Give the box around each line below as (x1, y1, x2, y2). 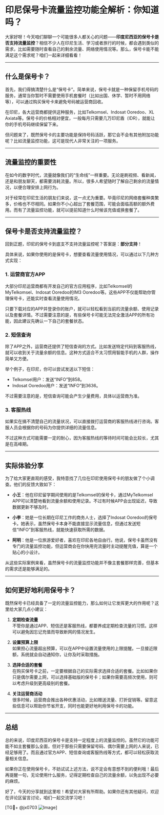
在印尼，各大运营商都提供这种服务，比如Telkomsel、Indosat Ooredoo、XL (5, 109, 155, 115)
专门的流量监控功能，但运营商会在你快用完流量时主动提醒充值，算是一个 (12, 543, 158, 549)
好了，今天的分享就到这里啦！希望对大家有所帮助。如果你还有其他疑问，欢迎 (5, 789, 159, 794)
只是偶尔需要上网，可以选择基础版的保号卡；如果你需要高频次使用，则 (12, 674, 154, 680)
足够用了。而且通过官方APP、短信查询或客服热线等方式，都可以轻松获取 (9, 749, 155, 755)
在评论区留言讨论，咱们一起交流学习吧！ (5, 794, 86, 800)
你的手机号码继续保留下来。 (5, 121, 61, 127)
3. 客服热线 (5, 406, 31, 413)
